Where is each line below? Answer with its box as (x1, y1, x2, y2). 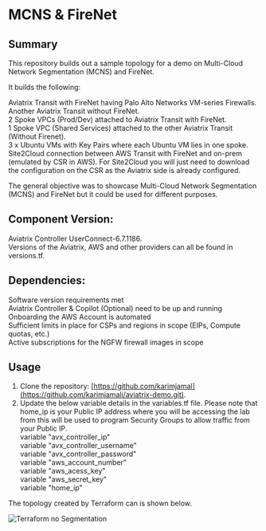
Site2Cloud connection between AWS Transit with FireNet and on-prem (8, 149, 243, 158)
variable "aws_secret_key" (19, 474, 108, 484)
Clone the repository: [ (19, 381, 94, 391)
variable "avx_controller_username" (19, 441, 137, 450)
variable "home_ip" (19, 483, 83, 493)
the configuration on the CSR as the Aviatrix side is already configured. (8, 166, 241, 175)
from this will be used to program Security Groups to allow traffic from (19, 415, 251, 425)
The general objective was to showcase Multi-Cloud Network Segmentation (8, 181, 257, 191)
